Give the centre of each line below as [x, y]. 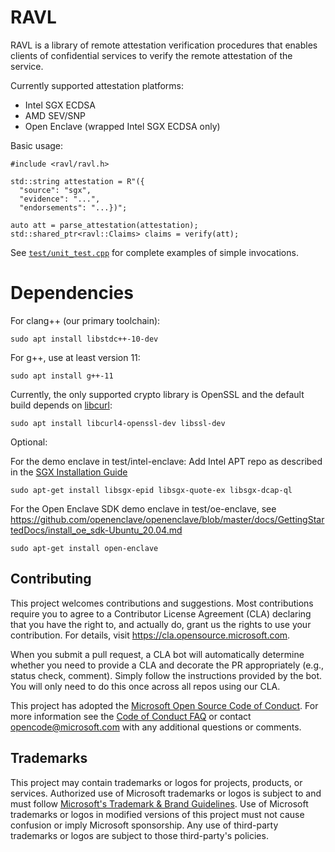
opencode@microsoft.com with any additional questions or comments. [156, 727]
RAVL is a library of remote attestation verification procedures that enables [164, 45]
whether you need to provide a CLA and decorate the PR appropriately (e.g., [167, 665]
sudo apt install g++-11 [62, 376]
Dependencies [72, 293]
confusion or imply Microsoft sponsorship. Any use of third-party [144, 825]
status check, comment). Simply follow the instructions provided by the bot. [166, 675]
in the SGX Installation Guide [69, 472]
